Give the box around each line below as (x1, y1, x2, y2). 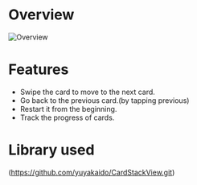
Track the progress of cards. (19, 113, 115, 122)
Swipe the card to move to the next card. (19, 87, 155, 97)
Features (8, 60, 69, 79)
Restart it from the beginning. (19, 104, 117, 113)
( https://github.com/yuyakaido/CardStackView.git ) (8, 167, 175, 177)
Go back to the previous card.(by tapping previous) (19, 95, 190, 105)
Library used (8, 141, 95, 159)
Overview (8, 6, 75, 24)
